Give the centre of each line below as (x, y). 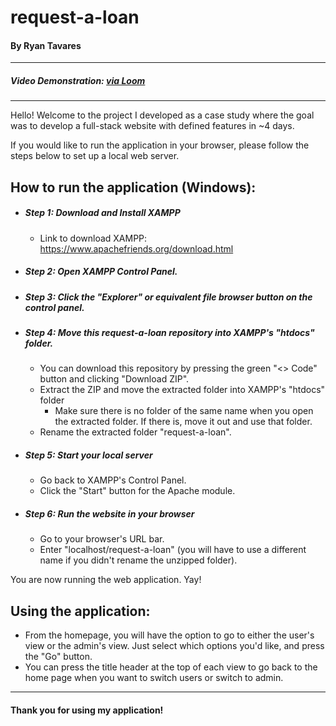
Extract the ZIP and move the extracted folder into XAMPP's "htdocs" (182, 390)
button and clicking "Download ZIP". (114, 379)
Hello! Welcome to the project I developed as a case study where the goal (162, 115)
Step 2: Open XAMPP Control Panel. (101, 272)
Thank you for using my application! (87, 710)
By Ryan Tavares (46, 45)
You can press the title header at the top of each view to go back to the (171, 667)
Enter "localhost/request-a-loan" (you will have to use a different (173, 550)
